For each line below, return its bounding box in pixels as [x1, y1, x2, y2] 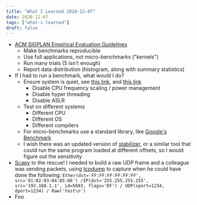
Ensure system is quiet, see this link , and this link [23, 78, 142, 86]
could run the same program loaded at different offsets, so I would [23, 147, 184, 154]
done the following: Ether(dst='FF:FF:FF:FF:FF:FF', [14, 172, 142, 179]
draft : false [6, 25, 38, 31]
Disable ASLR [32, 97, 65, 104]
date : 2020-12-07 [6, 14, 49, 20]
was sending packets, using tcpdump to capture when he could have [14, 165, 182, 173]
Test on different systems [23, 103, 85, 110]
